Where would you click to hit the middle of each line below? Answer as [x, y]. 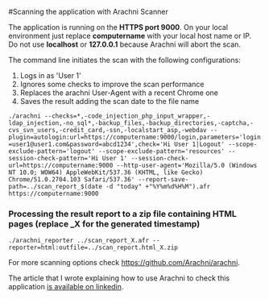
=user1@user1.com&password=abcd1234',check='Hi [90, 144]
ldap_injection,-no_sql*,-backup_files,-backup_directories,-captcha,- [131, 123]
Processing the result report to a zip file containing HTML [123, 214]
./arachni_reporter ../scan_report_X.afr [79, 241]
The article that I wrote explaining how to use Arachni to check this [119, 278]
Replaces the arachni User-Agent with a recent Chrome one [119, 93]
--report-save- [163, 180]
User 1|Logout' [200, 144]
